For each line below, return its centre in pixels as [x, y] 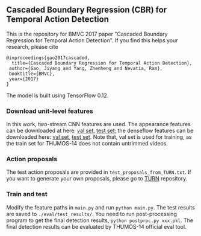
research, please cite [32, 46]
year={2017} [24, 79]
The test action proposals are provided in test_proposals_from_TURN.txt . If [99, 172]
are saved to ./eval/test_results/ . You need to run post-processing [92, 214]
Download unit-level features [50, 111]
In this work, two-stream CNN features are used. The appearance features [98, 124]
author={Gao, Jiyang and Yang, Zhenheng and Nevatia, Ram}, [86, 68]
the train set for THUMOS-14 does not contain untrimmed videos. [87, 144]
